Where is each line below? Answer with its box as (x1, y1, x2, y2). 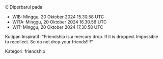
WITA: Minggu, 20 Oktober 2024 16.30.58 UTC (12, 19, 107, 25)
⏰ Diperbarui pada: (5, 4, 44, 10)
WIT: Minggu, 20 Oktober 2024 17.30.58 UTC (12, 24, 104, 30)
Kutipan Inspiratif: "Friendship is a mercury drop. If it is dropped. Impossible (5, 34, 159, 39)
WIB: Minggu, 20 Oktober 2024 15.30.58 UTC (12, 14, 104, 20)
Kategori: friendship (5, 48, 46, 54)
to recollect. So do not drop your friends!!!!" (5, 39, 93, 44)
